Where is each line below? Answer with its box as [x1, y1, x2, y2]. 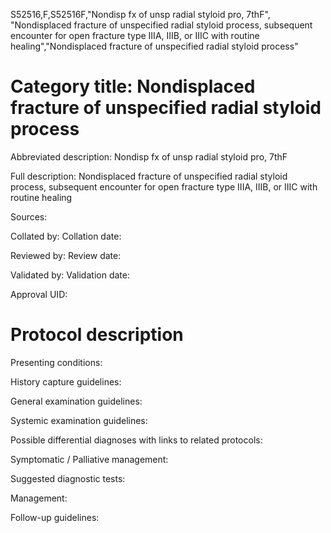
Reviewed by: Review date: [10, 249, 122, 261]
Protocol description [10, 324, 184, 346]
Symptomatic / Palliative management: [10, 453, 169, 465]
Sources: [10, 210, 48, 223]
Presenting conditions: [10, 356, 103, 368]
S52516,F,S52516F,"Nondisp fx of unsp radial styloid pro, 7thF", [10, 9, 271, 20]
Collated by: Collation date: [10, 230, 122, 242]
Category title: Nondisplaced [10, 75, 256, 98]
